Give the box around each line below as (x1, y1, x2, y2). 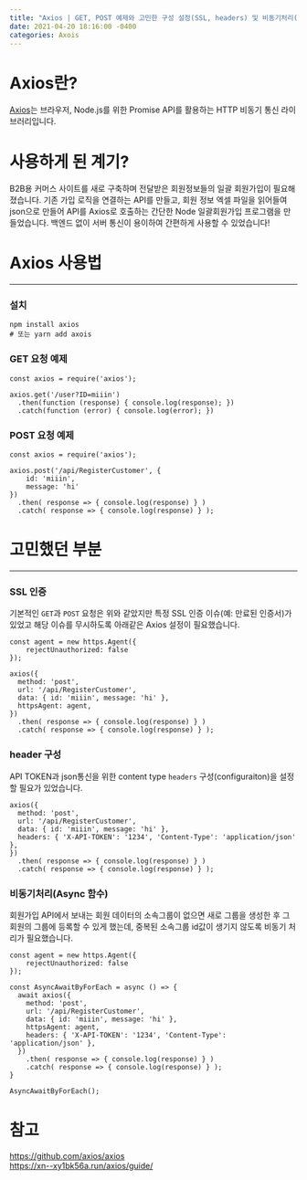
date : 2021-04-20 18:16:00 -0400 (9, 22, 137, 31)
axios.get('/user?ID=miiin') (9, 390, 121, 399)
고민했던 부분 (9, 540, 102, 560)
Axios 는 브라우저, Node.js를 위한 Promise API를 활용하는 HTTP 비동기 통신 (9, 104, 280, 115)
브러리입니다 (9, 116, 55, 127)
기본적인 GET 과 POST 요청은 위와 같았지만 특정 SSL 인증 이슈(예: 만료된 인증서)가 (9, 608, 292, 619)
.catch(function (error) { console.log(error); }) (17, 406, 215, 416)
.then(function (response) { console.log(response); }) (17, 398, 235, 407)
